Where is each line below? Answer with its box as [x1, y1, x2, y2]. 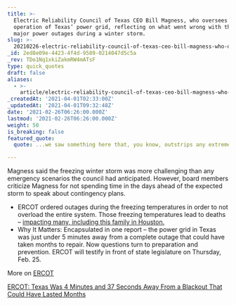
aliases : [7, 75, 33, 83]
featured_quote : [7, 135, 55, 142]
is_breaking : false [7, 128, 65, 135]
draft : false [7, 69, 46, 76]
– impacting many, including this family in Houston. [17, 218, 165, 226]
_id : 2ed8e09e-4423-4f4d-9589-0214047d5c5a [7, 50, 137, 57]
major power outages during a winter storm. [13, 30, 146, 37]
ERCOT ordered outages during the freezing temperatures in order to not [17, 203, 228, 211]
